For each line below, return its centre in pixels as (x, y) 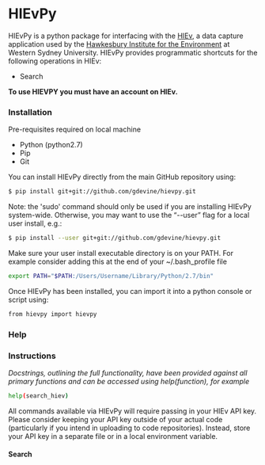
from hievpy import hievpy (53, 314)
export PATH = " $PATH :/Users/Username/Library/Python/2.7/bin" (111, 276)
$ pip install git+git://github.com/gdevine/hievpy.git (102, 192)
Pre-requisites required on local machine (74, 130)
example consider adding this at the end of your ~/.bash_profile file (118, 261)
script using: (28, 299)
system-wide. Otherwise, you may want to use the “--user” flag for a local (129, 215)
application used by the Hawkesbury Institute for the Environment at (119, 44)
